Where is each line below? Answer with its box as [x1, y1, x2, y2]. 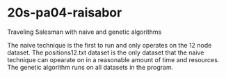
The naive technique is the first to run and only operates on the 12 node [7, 41, 212, 49]
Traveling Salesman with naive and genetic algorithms [7, 28, 162, 36]
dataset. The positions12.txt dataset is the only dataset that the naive [7, 48, 204, 57]
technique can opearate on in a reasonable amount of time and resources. [7, 55, 220, 64]
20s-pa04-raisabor [7, 5, 122, 21]
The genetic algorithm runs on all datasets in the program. [7, 63, 174, 71]
